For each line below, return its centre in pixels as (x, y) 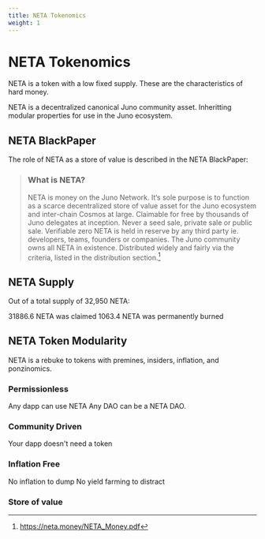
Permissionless (38, 389)
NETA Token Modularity (68, 341)
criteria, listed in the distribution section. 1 (94, 256)
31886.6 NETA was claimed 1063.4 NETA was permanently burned (116, 316)
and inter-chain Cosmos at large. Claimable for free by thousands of (138, 214)
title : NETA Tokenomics (47, 15)
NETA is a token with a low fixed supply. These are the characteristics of (125, 84)
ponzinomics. (30, 369)
